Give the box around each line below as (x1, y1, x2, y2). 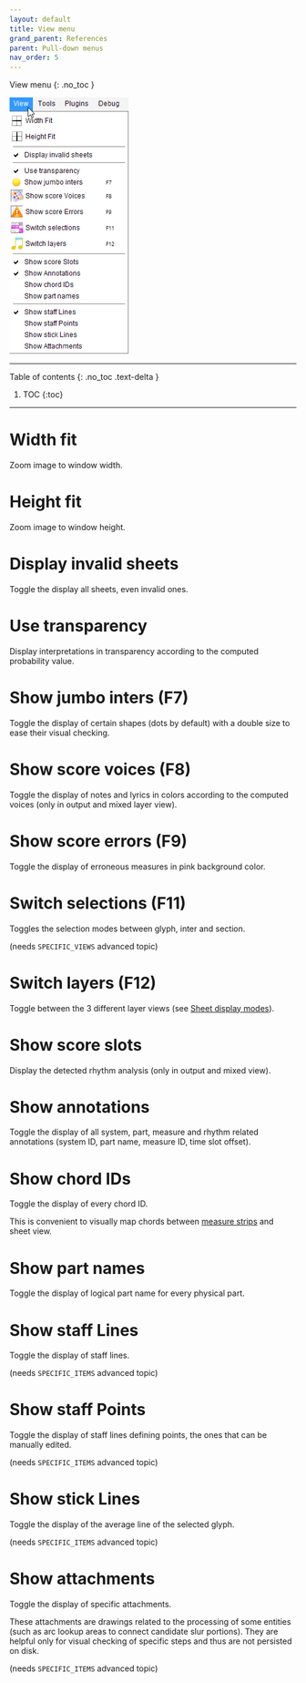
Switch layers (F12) (9, 972, 157, 993)
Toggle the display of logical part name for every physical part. (9, 1288, 246, 1298)
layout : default (9, 15, 71, 24)
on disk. (9, 1646, 39, 1657)
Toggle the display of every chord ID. (9, 1198, 148, 1209)
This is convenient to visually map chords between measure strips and (9, 1216, 274, 1227)
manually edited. (9, 1440, 72, 1451)
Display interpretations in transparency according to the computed (9, 645, 260, 656)
